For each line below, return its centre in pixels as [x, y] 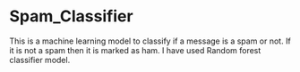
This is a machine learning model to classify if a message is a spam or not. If [150, 41]
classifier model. [40, 60]
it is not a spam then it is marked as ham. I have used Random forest [135, 50]
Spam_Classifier [71, 16]
